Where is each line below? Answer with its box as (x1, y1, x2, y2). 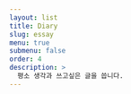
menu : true (9, 38, 50, 47)
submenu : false (9, 47, 66, 56)
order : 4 (9, 55, 42, 64)
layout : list (9, 13, 58, 22)
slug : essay (9, 30, 54, 38)
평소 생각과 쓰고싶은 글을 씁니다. (17, 72, 124, 81)
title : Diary (9, 21, 58, 30)
